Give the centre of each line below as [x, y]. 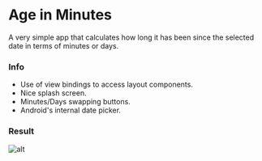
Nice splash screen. [53, 93]
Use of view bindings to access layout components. [106, 85]
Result [21, 131]
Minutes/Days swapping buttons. [75, 102]
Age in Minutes [60, 15]
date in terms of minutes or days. [64, 45]
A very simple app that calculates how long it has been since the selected [131, 37]
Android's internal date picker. [71, 110]
